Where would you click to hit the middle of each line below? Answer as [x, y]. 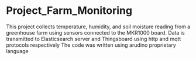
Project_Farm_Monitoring [69, 11]
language [17, 51]
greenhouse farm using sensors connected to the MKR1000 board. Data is [96, 32]
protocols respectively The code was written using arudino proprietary [91, 45]
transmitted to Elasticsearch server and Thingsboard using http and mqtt [94, 39]
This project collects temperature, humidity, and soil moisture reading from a [98, 27]
